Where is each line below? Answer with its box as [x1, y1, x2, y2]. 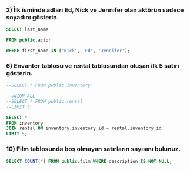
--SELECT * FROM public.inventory [6, 82, 91, 88]
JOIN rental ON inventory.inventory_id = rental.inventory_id [6, 125, 162, 132]
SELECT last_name [6, 26, 49, 32]
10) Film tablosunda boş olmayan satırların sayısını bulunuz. [6, 145, 181, 153]
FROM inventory [6, 120, 44, 126]
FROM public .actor [6, 37, 51, 44]
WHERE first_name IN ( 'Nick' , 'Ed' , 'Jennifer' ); [6, 48, 131, 54]
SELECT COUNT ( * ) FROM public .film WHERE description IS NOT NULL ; [6, 158, 172, 164]
